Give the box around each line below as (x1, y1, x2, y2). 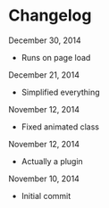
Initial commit (21, 190, 71, 201)
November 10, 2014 (8, 173, 80, 184)
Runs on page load (21, 52, 91, 62)
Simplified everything (21, 87, 100, 97)
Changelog (8, 5, 92, 26)
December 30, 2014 (8, 35, 81, 46)
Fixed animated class (21, 121, 100, 132)
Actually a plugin (21, 155, 84, 166)
